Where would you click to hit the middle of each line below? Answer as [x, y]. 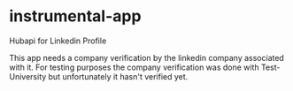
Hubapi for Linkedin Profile [58, 41]
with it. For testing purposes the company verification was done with [134, 67]
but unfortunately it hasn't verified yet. [118, 76]
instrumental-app [75, 16]
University [28, 76]
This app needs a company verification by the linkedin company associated [147, 57]
